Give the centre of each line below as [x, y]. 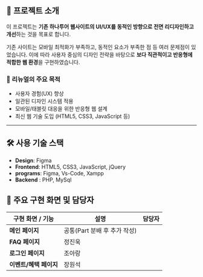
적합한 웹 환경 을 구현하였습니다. [43, 62]
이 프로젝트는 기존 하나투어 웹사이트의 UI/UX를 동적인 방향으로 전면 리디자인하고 [100, 27]
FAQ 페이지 [25, 242]
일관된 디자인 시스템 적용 [44, 101]
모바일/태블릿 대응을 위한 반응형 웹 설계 [61, 109]
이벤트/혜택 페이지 [34, 264]
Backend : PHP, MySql [43, 180]
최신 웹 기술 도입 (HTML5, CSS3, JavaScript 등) [72, 116]
